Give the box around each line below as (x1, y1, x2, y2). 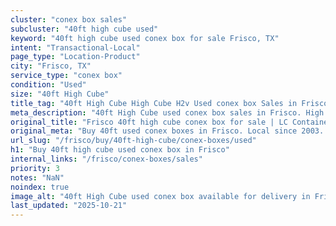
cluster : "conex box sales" (10, 14, 128, 25)
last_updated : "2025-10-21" (10, 201, 128, 211)
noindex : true (10, 182, 70, 192)
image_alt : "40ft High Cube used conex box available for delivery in (10, 191, 311, 201)
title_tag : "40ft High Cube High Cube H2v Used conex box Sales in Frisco (10, 98, 329, 108)
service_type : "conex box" (10, 71, 123, 81)
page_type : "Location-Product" (10, 52, 141, 62)
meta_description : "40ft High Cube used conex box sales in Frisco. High (10, 107, 325, 118)
